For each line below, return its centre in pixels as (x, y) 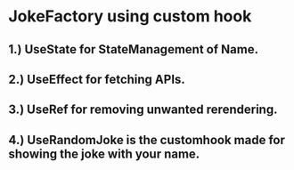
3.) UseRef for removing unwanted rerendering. (143, 110)
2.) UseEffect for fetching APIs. (97, 79)
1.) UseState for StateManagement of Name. (134, 49)
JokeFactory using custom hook (130, 16)
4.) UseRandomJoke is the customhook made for (147, 140)
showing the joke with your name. (104, 154)
